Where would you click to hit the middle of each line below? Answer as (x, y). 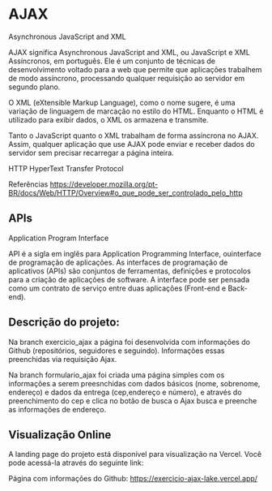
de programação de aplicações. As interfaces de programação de (118, 262)
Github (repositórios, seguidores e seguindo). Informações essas (117, 351)
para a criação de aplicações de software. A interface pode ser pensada (129, 279)
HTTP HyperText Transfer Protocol (66, 168)
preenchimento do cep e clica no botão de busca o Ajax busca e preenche (133, 401)
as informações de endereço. (57, 409)
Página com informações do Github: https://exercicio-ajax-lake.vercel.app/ (133, 479)
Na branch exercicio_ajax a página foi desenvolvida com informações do (130, 342)
